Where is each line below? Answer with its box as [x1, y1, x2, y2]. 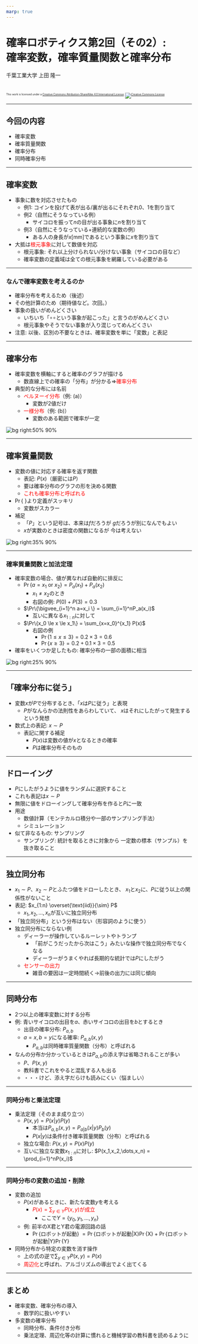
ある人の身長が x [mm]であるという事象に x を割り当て [32, 233, 160, 240]
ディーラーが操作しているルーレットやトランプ [23, 932, 137, 939]
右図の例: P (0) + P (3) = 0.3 [32, 599, 97, 605]
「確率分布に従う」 [6, 683, 76, 693]
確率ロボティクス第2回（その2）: [6, 36, 167, 49]
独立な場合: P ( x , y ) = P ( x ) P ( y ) [23, 1140, 95, 1147]
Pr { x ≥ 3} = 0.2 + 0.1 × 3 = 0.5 [41, 639, 115, 647]
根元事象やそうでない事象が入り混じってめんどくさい [23, 321, 153, 329]
